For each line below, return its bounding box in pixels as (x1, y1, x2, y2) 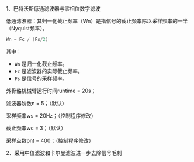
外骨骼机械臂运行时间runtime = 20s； (6, 87, 96, 94)
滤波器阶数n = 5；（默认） (6, 99, 67, 106)
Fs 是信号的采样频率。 (14, 75, 68, 82)
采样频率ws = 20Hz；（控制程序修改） (6, 112, 96, 119)
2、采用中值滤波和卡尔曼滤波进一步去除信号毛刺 (6, 149, 122, 156)
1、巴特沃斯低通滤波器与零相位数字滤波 (6, 5, 101, 12)
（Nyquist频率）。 (6, 25, 48, 32)
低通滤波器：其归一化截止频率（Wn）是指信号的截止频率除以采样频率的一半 (6, 18, 188, 25)
